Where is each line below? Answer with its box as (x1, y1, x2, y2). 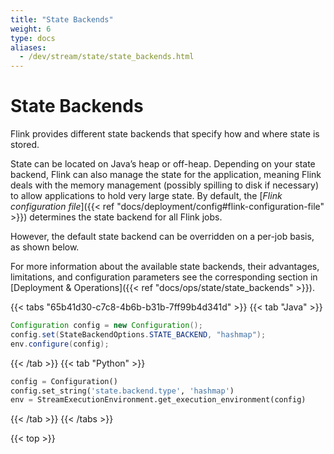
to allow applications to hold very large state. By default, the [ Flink (10, 190, 283, 202)
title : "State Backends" (10, 14, 114, 25)
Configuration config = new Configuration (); (10, 321, 203, 331)
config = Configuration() (10, 376, 118, 386)
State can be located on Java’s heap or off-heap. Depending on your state (10, 158, 316, 170)
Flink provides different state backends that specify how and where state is (10, 128, 320, 140)
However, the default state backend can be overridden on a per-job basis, (10, 231, 315, 243)
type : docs (10, 33, 56, 43)
